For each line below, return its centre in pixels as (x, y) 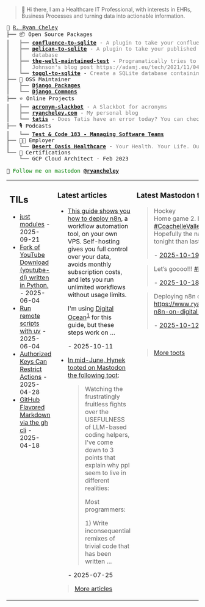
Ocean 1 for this (89, 317)
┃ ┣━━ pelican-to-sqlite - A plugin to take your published (101, 49)
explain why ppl (107, 465)
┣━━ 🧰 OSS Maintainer (39, 79)
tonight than (171, 241)
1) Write (97, 523)
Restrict (31, 369)
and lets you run (91, 279)
